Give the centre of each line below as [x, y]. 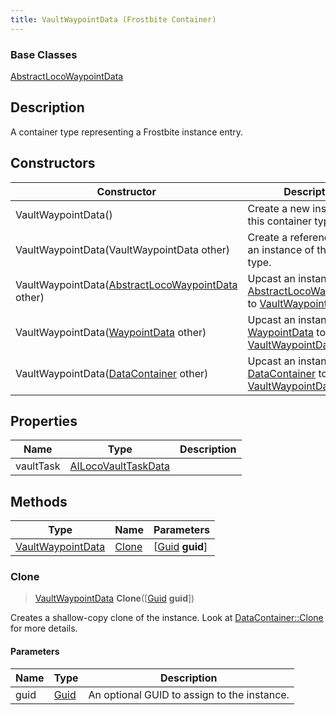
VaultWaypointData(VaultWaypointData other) [123, 249]
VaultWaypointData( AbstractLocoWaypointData [126, 284]
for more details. [44, 628]
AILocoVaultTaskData [120, 466]
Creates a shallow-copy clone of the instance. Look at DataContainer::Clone [167, 618]
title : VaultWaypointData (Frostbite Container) [113, 19]
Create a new [279, 208]
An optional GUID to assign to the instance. [189, 694]
